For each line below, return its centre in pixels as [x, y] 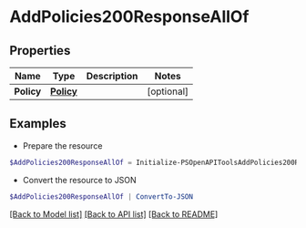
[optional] [168, 91]
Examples [38, 124]
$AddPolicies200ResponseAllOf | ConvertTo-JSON [102, 197]
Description [112, 76]
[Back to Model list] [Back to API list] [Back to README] [114, 214]
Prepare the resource [62, 145]
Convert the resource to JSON [79, 180]
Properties [40, 51]
